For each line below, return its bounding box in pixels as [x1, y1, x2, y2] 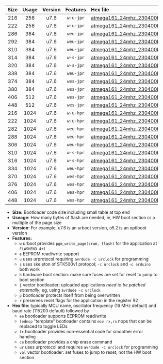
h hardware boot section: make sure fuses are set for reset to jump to [19, 272, 158, 277]
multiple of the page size [12, 220, 62, 225]
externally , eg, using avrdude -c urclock [19, 287, 101, 293]
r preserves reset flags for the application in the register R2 [19, 298, 138, 303]
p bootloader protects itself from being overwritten [19, 292, 120, 298]
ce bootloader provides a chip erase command [19, 339, 113, 344]
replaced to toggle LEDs [19, 324, 68, 329]
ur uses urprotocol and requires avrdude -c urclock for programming [19, 344, 158, 350]
